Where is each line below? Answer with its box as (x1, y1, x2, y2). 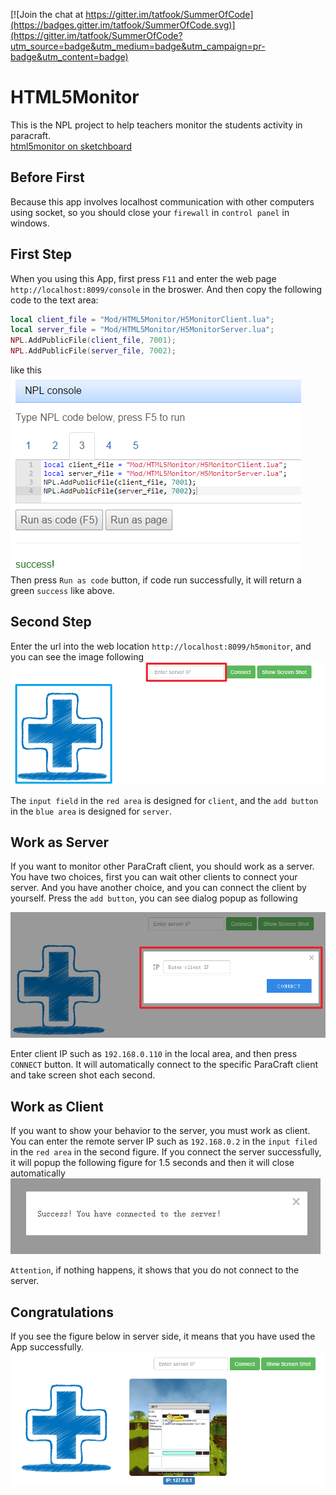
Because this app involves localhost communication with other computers (10, 195, 315, 208)
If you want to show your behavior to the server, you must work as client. (10, 1125, 311, 1137)
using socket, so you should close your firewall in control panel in (10, 206, 290, 218)
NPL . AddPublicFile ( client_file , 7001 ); (10, 335, 177, 346)
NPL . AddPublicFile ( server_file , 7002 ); (10, 346, 177, 356)
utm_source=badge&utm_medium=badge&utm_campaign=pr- (10, 40, 266, 52)
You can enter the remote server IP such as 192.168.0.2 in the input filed (10, 1135, 318, 1148)
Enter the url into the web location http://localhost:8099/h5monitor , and (10, 640, 312, 652)
